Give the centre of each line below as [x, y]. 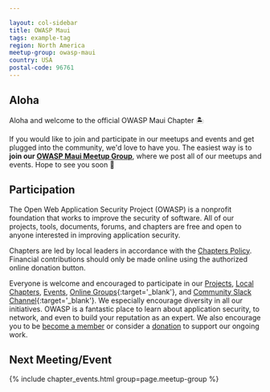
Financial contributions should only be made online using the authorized [129, 259]
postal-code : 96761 [42, 68]
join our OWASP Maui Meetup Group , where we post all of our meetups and [135, 156]
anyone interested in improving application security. [95, 235]
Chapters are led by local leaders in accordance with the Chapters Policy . [131, 250]
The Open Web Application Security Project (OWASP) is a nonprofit [121, 209]
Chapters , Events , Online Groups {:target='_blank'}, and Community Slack [131, 291]
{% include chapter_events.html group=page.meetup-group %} [114, 379]
